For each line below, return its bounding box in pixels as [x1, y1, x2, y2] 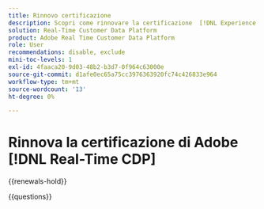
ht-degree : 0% [8, 93, 55, 101]
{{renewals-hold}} [8, 177, 67, 186]
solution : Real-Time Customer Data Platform [8, 26, 157, 34]
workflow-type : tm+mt [8, 78, 80, 85]
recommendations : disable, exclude [8, 48, 126, 56]
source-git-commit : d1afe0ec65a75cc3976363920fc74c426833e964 [8, 70, 217, 78]
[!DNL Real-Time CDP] [8, 150, 157, 169]
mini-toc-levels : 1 [8, 56, 73, 64]
